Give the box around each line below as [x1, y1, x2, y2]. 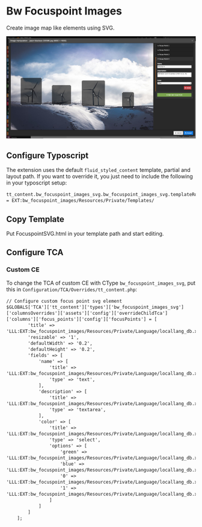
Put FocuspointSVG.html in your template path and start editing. [6, 230, 164, 238]
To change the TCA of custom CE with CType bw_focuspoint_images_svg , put [6, 279, 196, 286]
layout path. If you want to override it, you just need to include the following [6, 173, 194, 180]
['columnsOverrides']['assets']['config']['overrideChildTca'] [6, 310, 168, 316]
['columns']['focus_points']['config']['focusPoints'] [6, 316, 147, 322]
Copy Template [6, 214, 65, 224]
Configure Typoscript [6, 150, 89, 160]
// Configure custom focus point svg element [6, 298, 122, 304]
